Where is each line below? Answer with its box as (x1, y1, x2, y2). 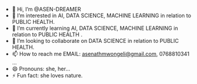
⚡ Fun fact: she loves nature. (11, 72, 83, 79)
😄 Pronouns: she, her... (11, 66, 71, 72)
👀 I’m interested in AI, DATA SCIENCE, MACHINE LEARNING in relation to (11, 12, 192, 19)
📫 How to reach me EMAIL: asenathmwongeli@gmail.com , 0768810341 (11, 51, 190, 57)
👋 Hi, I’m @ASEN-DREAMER (11, 6, 81, 13)
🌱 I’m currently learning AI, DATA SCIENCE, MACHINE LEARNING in (11, 24, 178, 32)
